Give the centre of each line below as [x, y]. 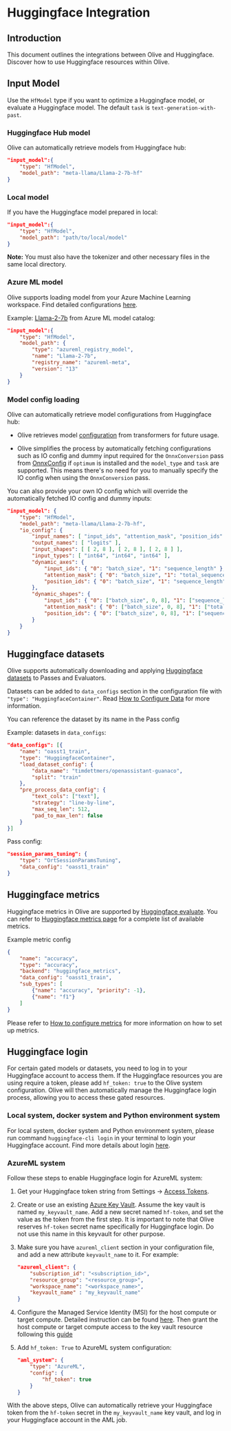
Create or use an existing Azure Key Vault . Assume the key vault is [111, 1204]
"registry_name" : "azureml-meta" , [81, 363]
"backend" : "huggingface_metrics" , [70, 971]
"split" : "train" [56, 777]
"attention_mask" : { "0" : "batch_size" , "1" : [110, 575]
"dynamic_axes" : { [58, 562]
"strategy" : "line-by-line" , [74, 803]
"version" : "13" [55, 369]
